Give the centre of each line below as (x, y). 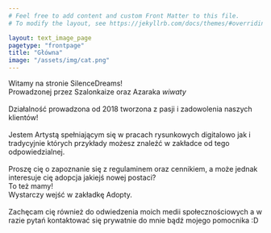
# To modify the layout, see (57, 23)
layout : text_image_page (50, 38)
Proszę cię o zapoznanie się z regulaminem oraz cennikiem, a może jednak (133, 169)
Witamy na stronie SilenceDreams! (66, 83)
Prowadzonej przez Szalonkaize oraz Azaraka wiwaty (98, 92)
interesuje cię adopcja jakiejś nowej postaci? (82, 177)
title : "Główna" (35, 53)
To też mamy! (31, 186)
